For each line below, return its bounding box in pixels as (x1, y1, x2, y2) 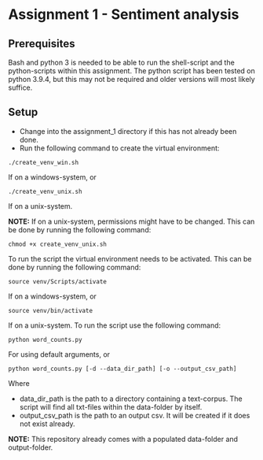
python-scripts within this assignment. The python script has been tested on (8, 66, 255, 76)
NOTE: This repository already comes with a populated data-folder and (8, 434, 238, 443)
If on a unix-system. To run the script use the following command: (8, 321, 221, 330)
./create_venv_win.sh (8, 158, 79, 166)
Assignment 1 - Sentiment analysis (8, 6, 239, 24)
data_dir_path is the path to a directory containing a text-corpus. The (19, 394, 243, 403)
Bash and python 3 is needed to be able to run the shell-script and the (8, 57, 236, 67)
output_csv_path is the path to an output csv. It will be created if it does (19, 410, 250, 420)
